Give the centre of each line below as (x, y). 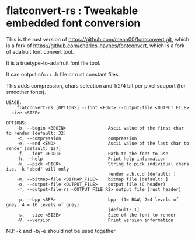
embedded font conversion (73, 23)
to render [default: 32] (36, 133)
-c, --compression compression (77, 138)
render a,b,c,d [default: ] (142, 174)
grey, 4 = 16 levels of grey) (43, 205)
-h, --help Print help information (91, 159)
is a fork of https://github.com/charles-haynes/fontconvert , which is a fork (95, 46)
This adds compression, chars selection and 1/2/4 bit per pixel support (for (96, 85)
